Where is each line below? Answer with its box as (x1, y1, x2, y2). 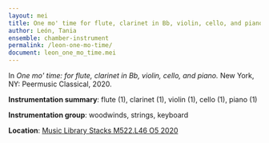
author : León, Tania (8, 26, 78, 34)
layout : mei (8, 11, 48, 20)
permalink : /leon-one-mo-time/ (8, 42, 113, 50)
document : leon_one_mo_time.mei (8, 49, 116, 57)
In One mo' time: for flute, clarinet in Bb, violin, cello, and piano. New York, (8, 71, 255, 80)
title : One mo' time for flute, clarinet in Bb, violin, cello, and (8, 19, 242, 27)
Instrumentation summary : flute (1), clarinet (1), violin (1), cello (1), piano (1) (8, 95, 258, 104)
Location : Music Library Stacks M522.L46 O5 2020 (8, 125, 179, 135)
